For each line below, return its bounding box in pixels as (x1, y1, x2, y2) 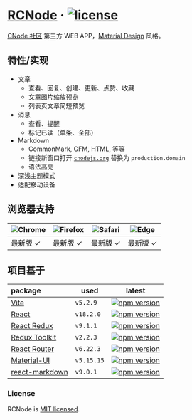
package (11, 285, 41, 295)
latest (125, 285, 146, 295)
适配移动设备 (17, 180, 55, 189)
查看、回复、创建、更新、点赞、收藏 (28, 83, 135, 92)
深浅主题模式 (17, 171, 55, 179)
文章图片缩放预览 (28, 93, 79, 101)
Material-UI (11, 356, 50, 366)
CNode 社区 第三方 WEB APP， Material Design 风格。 (7, 31, 165, 40)
